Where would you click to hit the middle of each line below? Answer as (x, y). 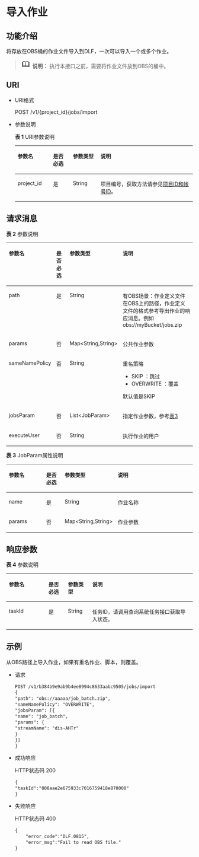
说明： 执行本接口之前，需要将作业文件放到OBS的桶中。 (101, 66)
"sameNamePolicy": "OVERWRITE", (54, 704)
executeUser (24, 435)
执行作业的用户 (141, 436)
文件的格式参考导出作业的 (154, 310)
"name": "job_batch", (41, 716)
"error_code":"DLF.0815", (58, 836)
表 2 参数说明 (22, 234)
